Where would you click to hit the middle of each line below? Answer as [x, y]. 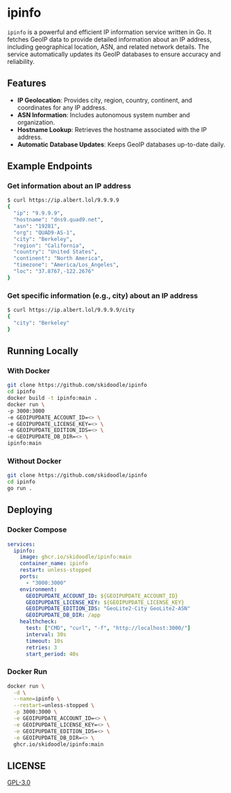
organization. [36, 122]
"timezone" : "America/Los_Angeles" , [66, 265]
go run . [20, 489]
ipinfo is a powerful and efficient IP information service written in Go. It [109, 32]
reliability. [21, 61]
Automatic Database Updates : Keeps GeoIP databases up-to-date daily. [121, 144]
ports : [29, 577]
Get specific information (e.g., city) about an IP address [103, 295]
